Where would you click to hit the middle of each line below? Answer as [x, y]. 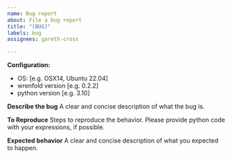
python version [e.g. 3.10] [53, 93]
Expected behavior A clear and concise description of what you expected [113, 141]
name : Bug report [32, 13]
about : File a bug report [44, 20]
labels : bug [24, 33]
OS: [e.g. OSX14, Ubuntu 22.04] [63, 78]
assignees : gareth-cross [43, 39]
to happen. [23, 148]
